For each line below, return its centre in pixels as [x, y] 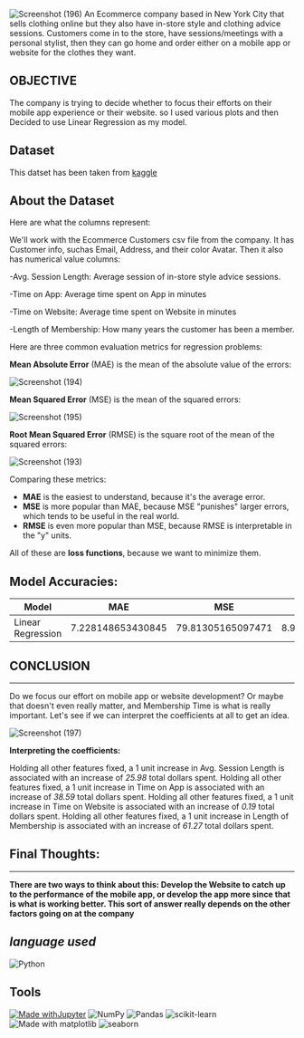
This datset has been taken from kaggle [83, 172]
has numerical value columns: [65, 259]
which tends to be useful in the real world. [101, 516]
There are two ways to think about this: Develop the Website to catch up [148, 884]
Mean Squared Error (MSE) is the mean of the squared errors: [125, 399]
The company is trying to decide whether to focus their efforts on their [141, 102]
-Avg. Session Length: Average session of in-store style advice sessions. [145, 277]
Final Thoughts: [55, 855]
